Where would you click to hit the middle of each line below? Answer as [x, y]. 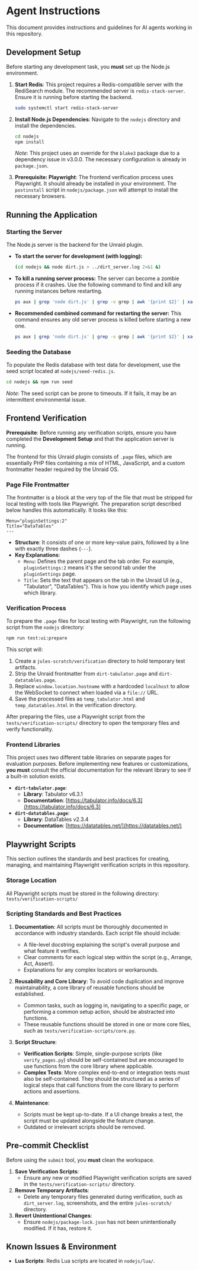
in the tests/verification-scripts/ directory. [79, 1184]
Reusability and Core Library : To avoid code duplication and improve [99, 981]
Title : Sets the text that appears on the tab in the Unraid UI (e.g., [103, 580]
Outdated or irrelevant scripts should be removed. [84, 1127]
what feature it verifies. [52, 951]
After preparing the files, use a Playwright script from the [76, 717]
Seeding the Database [38, 352]
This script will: [25, 650]
